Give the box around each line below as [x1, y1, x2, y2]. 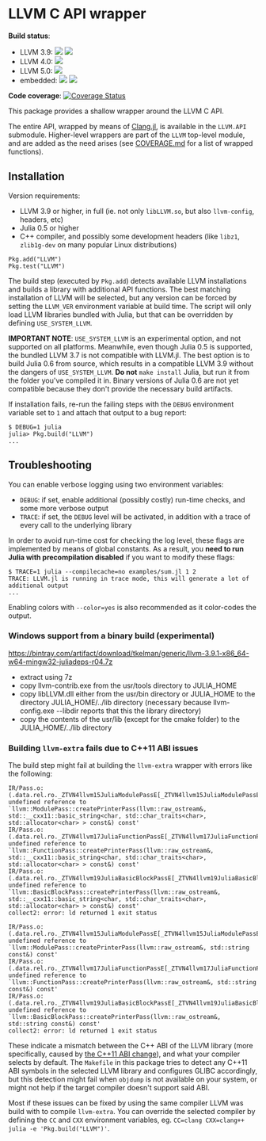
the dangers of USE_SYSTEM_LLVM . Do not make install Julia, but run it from [8, 367, 249, 376]
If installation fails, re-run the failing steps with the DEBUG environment [8, 399, 234, 409]
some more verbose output [19, 503, 109, 513]
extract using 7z [19, 672, 73, 681]
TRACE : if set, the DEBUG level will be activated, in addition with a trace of [19, 512, 251, 521]
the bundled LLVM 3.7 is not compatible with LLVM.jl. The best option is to [8, 350, 250, 360]
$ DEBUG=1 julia [8, 423, 62, 431]
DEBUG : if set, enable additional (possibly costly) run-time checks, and [19, 494, 245, 504]
